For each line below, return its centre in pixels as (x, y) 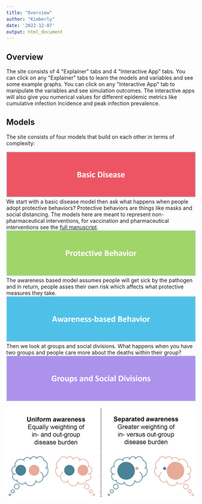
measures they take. (32, 293)
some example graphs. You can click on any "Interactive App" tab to (91, 84)
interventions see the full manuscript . (52, 227)
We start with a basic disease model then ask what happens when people (97, 201)
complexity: (21, 143)
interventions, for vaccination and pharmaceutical (108, 220)
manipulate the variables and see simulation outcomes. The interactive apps (100, 91)
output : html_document (35, 32)
